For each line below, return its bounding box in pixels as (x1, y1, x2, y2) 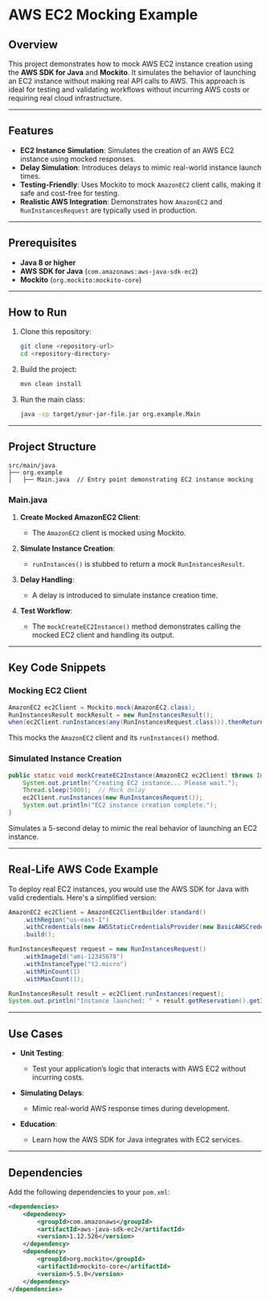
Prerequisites (8, 236, 77, 250)
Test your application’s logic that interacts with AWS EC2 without (31, 1064, 247, 1074)
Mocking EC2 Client (8, 685, 88, 696)
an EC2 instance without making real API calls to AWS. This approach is (8, 76, 245, 85)
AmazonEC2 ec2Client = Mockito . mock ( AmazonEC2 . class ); (8, 703, 196, 712)
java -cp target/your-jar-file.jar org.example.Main (19, 411, 201, 419)
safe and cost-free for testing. (19, 188, 120, 198)
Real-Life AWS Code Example (8, 863, 159, 877)
